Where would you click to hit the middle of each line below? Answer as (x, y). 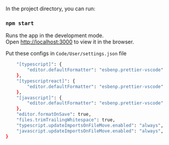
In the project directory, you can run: (50, 9)
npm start (20, 23)
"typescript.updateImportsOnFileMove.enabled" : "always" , (90, 125)
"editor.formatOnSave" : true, (54, 115)
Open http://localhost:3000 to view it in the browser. (70, 42)
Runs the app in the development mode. (55, 36)
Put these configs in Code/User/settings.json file (66, 54)
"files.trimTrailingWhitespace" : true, (66, 120)
